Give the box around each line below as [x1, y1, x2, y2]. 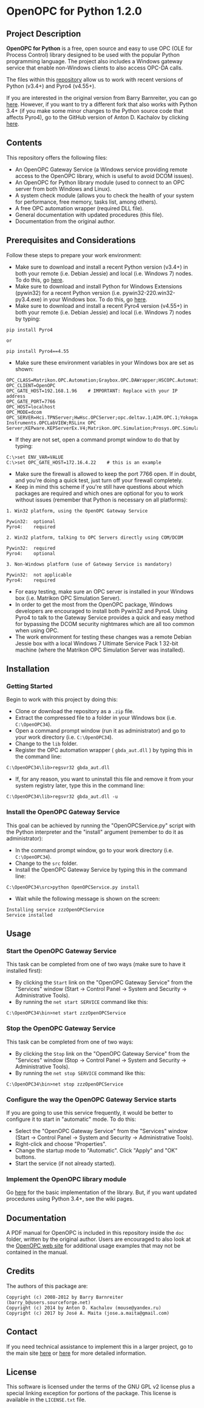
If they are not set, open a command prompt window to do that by [15, 436, 180, 443]
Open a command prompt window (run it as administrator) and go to [15, 727, 186, 734]
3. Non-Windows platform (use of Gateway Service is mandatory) [6, 561, 172, 567]
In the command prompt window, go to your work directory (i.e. [15, 846, 174, 854]
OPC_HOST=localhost [6, 404, 56, 410]
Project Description [6, 29, 81, 39]
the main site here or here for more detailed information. [6, 1349, 147, 1357]
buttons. [15, 1153, 36, 1161]
